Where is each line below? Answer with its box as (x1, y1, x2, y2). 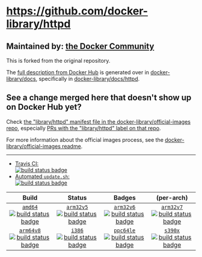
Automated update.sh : (14, 173, 70, 180)
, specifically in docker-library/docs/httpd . (35, 75, 140, 82)
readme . (62, 142, 83, 150)
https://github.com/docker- (6, 4, 148, 18)
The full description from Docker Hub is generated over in (6, 69, 149, 76)
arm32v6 (114, 203, 136, 211)
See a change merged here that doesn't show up (6, 92, 192, 103)
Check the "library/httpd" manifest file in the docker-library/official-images (6, 118, 191, 125)
